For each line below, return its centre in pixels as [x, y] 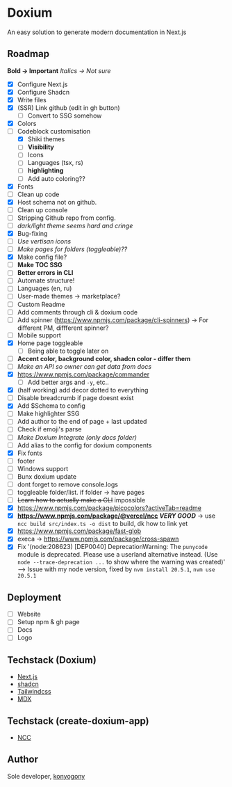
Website [29, 614]
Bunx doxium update [47, 476]
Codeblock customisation [54, 132]
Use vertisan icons [44, 241]
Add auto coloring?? [56, 178]
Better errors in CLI [45, 273]
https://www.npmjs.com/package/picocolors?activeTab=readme [109, 508]
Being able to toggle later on [68, 351]
